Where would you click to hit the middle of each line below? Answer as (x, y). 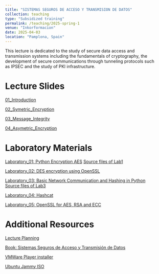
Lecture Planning (22, 238)
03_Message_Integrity (28, 118)
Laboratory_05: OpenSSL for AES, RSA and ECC (53, 205)
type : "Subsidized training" (35, 19)
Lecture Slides (35, 86)
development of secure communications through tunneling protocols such (80, 61)
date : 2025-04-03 (23, 32)
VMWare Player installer (29, 257)
